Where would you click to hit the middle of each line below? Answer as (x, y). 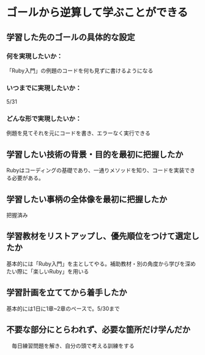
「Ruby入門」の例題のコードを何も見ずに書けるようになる (80, 71)
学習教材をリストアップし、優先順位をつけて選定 (99, 236)
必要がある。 (28, 178)
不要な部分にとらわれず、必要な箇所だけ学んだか (99, 330)
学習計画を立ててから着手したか (67, 293)
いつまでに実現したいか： (44, 88)
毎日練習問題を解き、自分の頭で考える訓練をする (73, 345)
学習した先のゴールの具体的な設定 (71, 37)
